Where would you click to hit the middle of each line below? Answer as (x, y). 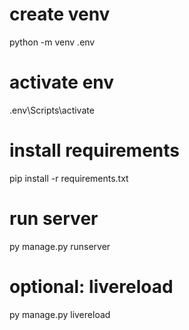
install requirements (95, 150)
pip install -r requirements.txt (69, 178)
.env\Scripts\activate (52, 110)
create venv (60, 14)
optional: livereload (91, 286)
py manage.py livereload (60, 314)
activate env (62, 82)
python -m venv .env (52, 42)
